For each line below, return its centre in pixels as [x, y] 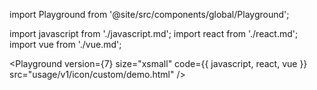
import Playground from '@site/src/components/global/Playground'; [149, 14]
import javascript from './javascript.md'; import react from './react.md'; [154, 33]
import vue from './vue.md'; [65, 44]
